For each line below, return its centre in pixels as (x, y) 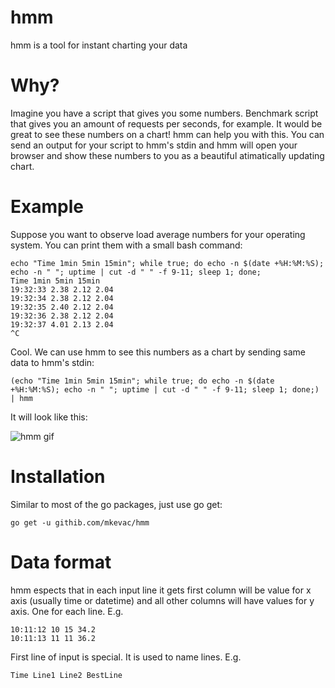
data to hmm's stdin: (52, 362)
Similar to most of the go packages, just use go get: (116, 504)
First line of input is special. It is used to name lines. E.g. (126, 657)
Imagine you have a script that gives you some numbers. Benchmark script (164, 113)
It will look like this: (49, 417)
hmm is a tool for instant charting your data (99, 45)
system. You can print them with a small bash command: (126, 245)
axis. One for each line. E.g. (67, 611)
